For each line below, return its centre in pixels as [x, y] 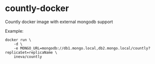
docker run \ [18, 40]
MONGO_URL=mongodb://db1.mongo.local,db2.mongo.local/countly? [85, 48]
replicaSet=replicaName [29, 52]
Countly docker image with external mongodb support [59, 22]
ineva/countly [28, 57]
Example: [14, 31]
